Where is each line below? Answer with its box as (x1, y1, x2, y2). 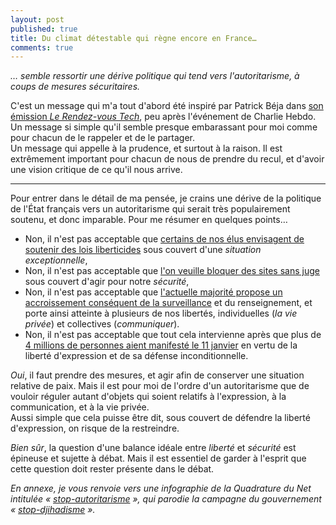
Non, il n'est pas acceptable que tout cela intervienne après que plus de (24, 329, 322, 341)
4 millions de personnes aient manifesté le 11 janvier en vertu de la (24, 339, 298, 351)
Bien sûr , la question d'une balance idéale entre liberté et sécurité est (10, 442, 297, 454)
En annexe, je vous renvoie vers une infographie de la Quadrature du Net (10, 482, 312, 495)
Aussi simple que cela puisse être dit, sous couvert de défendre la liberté (10, 412, 311, 424)
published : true (10, 24, 78, 34)
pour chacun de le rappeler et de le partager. (10, 132, 196, 144)
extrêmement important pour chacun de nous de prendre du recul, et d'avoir (10, 153, 325, 165)
